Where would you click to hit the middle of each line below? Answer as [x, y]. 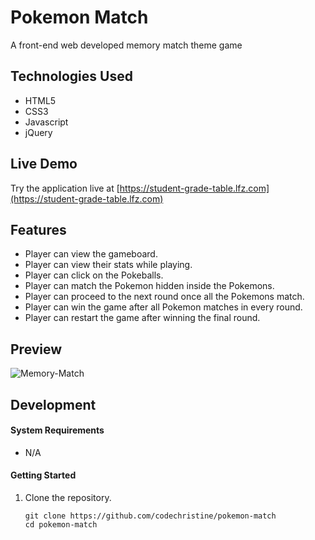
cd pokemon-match [61, 524]
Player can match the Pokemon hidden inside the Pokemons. [149, 286]
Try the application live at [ [65, 188]
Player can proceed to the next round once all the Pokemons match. [164, 297]
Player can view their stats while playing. [108, 265]
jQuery [38, 132]
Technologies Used [71, 76]
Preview [36, 349]
